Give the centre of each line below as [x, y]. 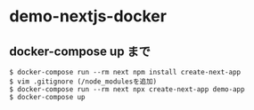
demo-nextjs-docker [88, 16]
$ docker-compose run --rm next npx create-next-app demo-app [127, 90]
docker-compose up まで [80, 51]
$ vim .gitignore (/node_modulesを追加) [83, 82]
